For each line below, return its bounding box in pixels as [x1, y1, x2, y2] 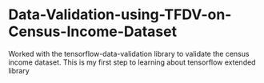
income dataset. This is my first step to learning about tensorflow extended [8, 57, 256, 67]
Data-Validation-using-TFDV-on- [8, 6, 232, 24]
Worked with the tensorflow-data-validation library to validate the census [8, 49, 250, 58]
